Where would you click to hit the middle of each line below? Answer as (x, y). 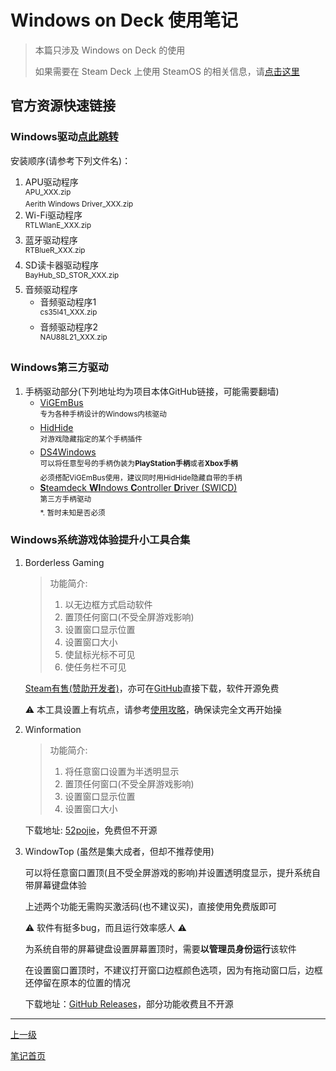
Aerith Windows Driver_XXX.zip (79, 204)
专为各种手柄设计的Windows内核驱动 (103, 414)
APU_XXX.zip (48, 192)
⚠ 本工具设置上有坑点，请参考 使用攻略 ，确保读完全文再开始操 (153, 709)
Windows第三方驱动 (59, 368)
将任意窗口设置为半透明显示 (122, 771)
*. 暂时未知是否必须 (72, 513)
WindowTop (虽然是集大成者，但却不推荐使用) (119, 851)
